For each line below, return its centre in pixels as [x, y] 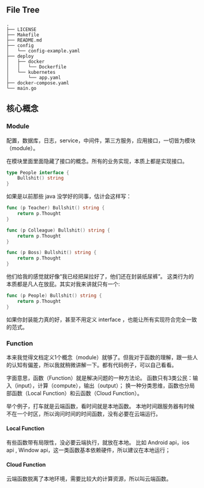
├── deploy [20, 56]
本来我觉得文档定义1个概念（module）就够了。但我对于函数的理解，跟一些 [100, 357]
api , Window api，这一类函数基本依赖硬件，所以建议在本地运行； [89, 450]
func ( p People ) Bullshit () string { [54, 296]
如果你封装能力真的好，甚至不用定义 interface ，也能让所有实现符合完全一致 [102, 319]
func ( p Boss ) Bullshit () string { [51, 253]
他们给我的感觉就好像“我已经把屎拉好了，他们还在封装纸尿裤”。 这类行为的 [100, 276]
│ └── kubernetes [31, 72]
